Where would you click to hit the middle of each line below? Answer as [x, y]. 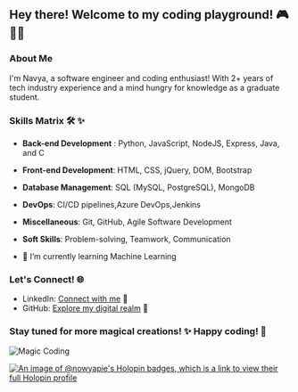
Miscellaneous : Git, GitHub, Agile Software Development [127, 222]
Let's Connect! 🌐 [47, 279]
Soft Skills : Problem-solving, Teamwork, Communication [126, 239]
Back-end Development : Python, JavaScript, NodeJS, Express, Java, [151, 143]
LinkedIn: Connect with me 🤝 [75, 299]
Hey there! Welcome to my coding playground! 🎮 [149, 15]
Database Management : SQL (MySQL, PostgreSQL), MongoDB [139, 187]
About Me [31, 59]
